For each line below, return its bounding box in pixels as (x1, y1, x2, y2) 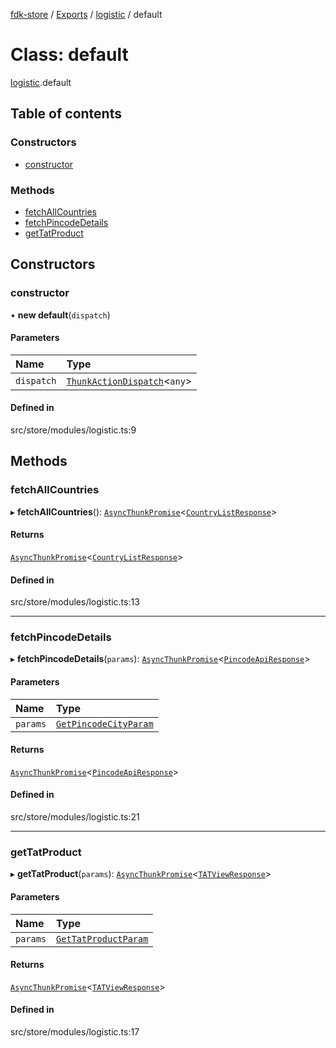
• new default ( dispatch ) (10, 309, 111, 321)
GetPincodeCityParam (56, 718, 154, 729)
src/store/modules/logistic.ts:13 (10, 596, 140, 608)
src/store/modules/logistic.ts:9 (10, 424, 137, 436)
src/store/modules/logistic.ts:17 (10, 1025, 140, 1038)
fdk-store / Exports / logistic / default (10, 9, 163, 20)
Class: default (10, 44, 129, 66)
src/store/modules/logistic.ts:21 (10, 811, 140, 823)
